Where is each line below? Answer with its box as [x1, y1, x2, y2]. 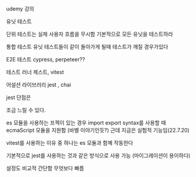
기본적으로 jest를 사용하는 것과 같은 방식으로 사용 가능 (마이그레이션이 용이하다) [6, 152, 191, 159]
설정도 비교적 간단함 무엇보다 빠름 [6, 164, 85, 172]
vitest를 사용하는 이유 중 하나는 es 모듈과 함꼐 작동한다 [6, 139, 133, 146]
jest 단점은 [6, 94, 32, 101]
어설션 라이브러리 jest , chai [6, 81, 71, 88]
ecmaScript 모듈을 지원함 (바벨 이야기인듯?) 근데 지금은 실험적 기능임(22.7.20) [6, 127, 189, 133]
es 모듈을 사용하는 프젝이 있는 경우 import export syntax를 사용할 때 [6, 119, 166, 126]
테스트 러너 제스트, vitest [6, 69, 64, 76]
